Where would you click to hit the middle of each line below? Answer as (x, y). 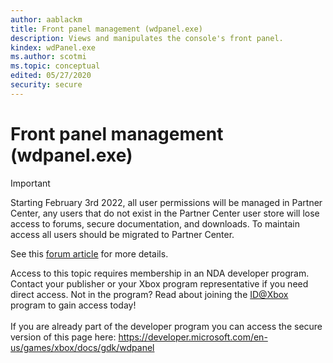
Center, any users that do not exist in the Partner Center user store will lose (165, 213)
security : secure (46, 85)
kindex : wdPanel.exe (53, 47)
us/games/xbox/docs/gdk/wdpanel (82, 347)
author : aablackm (46, 19)
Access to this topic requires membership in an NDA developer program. (160, 273)
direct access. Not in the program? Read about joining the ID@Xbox (149, 294)
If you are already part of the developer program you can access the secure (166, 326)
